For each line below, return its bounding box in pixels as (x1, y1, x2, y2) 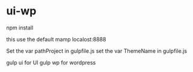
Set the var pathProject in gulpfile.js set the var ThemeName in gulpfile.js (6, 47, 188, 55)
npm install (6, 24, 34, 31)
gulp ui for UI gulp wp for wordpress (6, 59, 96, 66)
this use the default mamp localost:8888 (6, 35, 106, 43)
